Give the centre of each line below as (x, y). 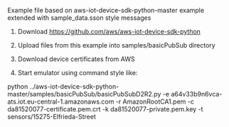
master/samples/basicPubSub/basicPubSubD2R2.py (84, 94)
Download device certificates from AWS (76, 59)
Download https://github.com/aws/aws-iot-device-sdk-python (109, 32)
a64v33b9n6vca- (196, 94)
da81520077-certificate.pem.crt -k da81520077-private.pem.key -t (105, 109)
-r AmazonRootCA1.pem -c (155, 101)
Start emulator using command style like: (78, 73)
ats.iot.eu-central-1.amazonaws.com (61, 101)
